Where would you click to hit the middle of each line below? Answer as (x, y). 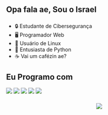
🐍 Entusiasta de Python (43, 50)
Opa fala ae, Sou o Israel (51, 10)
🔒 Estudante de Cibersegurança (53, 26)
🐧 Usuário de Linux (38, 43)
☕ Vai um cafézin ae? (40, 56)
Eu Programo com (40, 77)
